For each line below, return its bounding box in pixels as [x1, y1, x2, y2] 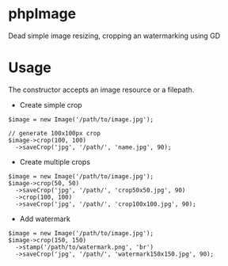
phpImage [8, 5, 77, 23]
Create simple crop [19, 100, 82, 109]
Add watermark [19, 214, 71, 223]
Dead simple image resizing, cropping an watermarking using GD [8, 31, 221, 40]
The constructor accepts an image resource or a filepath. [8, 85, 195, 94]
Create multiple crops [19, 157, 91, 166]
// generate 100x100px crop [8, 129, 101, 137]
